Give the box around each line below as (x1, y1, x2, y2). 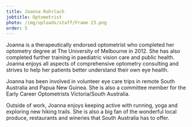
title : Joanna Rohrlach (6, 8, 65, 15)
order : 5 (6, 25, 28, 31)
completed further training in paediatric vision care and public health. (6, 54, 175, 61)
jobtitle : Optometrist (6, 14, 62, 20)
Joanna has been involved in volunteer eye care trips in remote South (6, 78, 175, 85)
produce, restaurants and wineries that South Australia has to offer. (6, 115, 170, 122)
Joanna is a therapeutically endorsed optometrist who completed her (6, 41, 174, 48)
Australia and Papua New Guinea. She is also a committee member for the (6, 84, 186, 92)
